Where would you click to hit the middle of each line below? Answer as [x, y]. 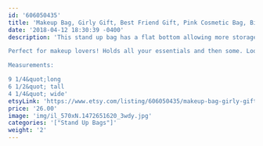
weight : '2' [27, 130]
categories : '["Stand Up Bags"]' [63, 123]
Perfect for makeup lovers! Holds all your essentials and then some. [126, 52]
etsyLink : [24, 101]
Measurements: [31, 66]
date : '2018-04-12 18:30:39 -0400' [66, 30]
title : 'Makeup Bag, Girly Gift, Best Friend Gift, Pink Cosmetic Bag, [127, 23]
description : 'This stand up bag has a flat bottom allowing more [119, 37]
